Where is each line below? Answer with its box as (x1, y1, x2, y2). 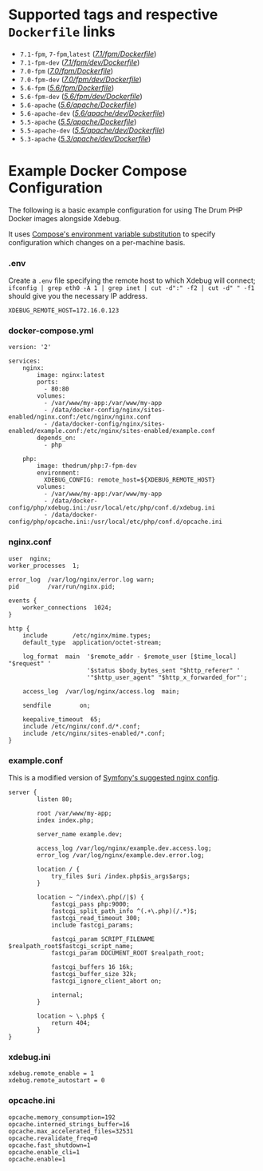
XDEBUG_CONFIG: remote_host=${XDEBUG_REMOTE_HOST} (43, 476, 216, 484)
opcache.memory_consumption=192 (8, 1113, 116, 1121)
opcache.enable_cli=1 (8, 1148, 80, 1156)
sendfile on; (22, 701, 91, 709)
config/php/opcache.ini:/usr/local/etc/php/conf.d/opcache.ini (8, 518, 223, 526)
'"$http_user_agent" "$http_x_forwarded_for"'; (86, 673, 248, 681)
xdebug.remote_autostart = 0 (8, 1077, 105, 1085)
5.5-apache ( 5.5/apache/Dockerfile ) (19, 117, 137, 126)
